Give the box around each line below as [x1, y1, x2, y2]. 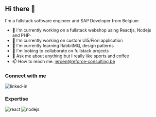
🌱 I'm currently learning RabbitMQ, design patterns [12, 42, 114, 49]
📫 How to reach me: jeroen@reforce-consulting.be [12, 58, 115, 64]
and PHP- [12, 32, 32, 38]
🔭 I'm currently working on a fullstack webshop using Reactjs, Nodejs [12, 27, 152, 33]
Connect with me [5, 72, 46, 79]
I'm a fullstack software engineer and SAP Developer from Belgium [5, 17, 139, 23]
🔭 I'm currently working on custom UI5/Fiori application [12, 37, 123, 43]
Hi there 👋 [5, 5, 35, 13]
